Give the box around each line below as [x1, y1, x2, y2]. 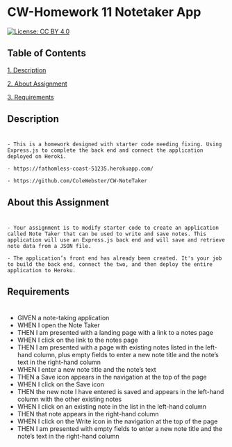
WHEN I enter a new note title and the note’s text [17, 366, 156, 374]
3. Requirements [7, 93, 54, 101]
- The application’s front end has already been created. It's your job [7, 255, 222, 262]
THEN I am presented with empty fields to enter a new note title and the [17, 425, 223, 433]
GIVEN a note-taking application [17, 314, 110, 322]
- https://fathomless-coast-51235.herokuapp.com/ [7, 165, 154, 173]
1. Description [7, 65, 47, 74]
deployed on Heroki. [7, 153, 67, 160]
